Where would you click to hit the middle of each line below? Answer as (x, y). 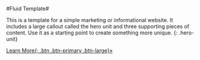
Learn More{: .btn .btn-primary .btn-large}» (59, 50)
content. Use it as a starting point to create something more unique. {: (92, 33)
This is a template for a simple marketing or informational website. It (90, 20)
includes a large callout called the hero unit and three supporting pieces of (98, 26)
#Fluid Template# (28, 9)
